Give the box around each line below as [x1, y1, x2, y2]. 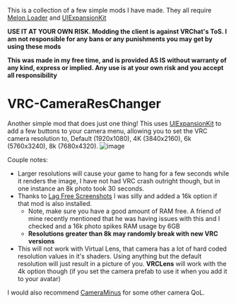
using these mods [7, 42, 61, 50]
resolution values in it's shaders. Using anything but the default [17, 251, 202, 261]
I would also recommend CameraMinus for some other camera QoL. [7, 288, 205, 297]
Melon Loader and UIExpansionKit [7, 13, 107, 22]
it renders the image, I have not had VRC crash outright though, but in [17, 176, 220, 185]
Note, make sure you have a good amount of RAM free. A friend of [28, 207, 221, 215]
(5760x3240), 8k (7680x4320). [7, 142, 99, 150]
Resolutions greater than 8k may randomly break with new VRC [28, 229, 218, 238]
